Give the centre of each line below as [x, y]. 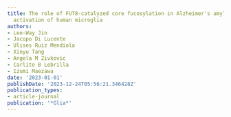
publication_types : [35, 90]
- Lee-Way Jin [27, 33]
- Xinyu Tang [26, 52]
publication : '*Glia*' [40, 103]
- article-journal [33, 97]
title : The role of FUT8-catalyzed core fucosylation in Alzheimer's [109, 13]
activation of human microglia [58, 20]
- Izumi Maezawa [30, 71]
